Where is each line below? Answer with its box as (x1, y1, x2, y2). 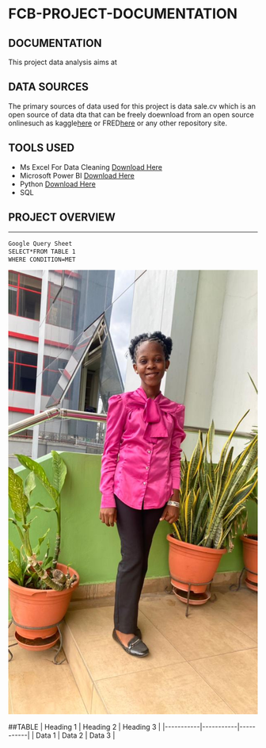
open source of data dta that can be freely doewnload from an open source (8, 109, 255, 119)
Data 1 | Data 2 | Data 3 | (35, 731, 116, 740)
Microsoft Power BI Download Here (19, 171, 135, 180)
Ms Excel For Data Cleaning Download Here (19, 162, 163, 171)
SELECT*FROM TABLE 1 (8, 247, 77, 256)
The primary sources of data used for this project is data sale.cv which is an (8, 101, 256, 111)
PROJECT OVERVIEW (8, 211, 116, 224)
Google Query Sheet (8, 240, 73, 248)
